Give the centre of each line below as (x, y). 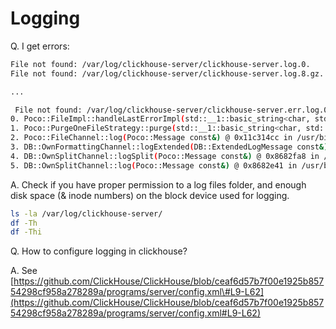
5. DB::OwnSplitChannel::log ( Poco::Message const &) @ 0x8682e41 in (154, 165)
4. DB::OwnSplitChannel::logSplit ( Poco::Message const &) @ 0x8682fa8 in (165, 156)
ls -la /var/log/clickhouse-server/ (86, 213)
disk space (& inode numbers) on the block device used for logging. (150, 195)
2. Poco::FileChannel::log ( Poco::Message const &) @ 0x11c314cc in (151, 138)
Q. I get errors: (40, 46)
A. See (24, 271)
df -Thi (26, 232)
